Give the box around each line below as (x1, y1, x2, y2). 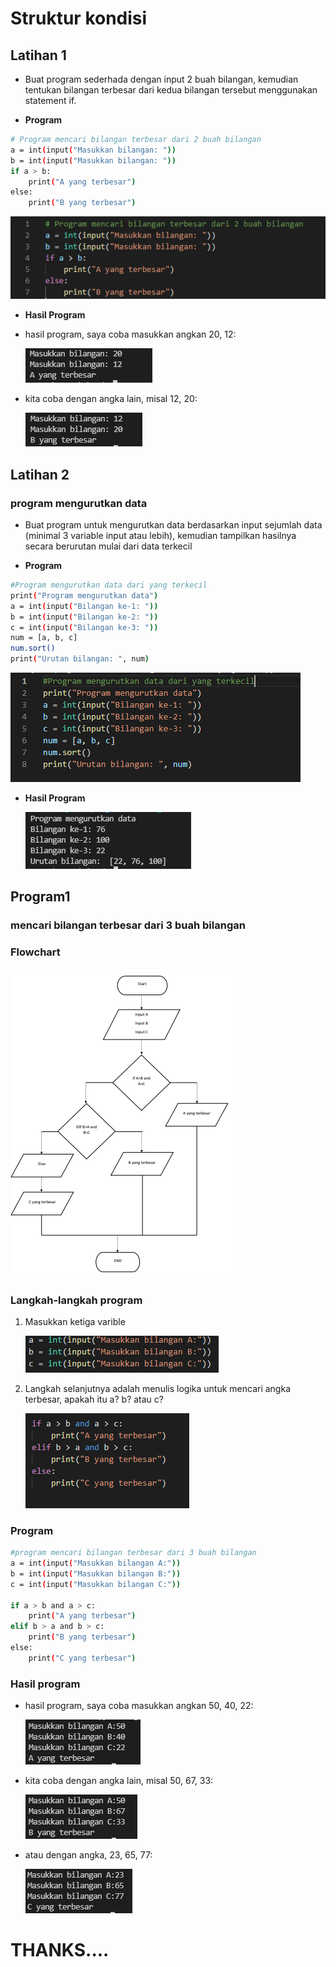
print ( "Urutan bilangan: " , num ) (10, 654, 150, 664)
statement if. (24, 95, 77, 106)
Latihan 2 (10, 466, 70, 483)
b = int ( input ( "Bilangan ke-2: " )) (10, 612, 159, 622)
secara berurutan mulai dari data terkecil (24, 540, 193, 552)
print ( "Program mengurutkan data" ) (10, 590, 159, 601)
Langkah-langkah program (10, 1293, 143, 1307)
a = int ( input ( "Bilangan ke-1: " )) (10, 601, 159, 611)
